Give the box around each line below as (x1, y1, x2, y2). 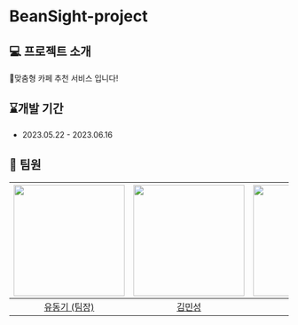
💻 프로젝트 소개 (9, 44, 91, 59)
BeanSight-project (9, 6, 148, 27)
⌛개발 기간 (9, 101, 64, 116)
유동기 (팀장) (43, 300, 95, 313)
